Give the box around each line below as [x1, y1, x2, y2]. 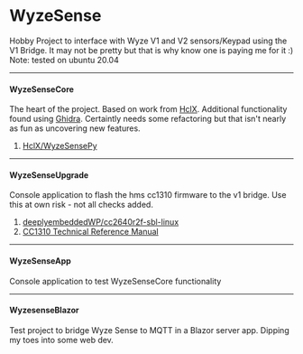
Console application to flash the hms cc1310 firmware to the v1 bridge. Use [9, 190, 287, 200]
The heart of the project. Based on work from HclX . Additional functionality [9, 104, 288, 115]
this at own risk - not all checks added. [9, 200, 153, 210]
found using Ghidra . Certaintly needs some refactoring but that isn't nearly [9, 114, 287, 125]
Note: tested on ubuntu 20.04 [9, 54, 119, 65]
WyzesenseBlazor [9, 304, 79, 316]
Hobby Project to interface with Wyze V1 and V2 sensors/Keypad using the [9, 35, 288, 46]
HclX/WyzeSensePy [22, 141, 97, 152]
